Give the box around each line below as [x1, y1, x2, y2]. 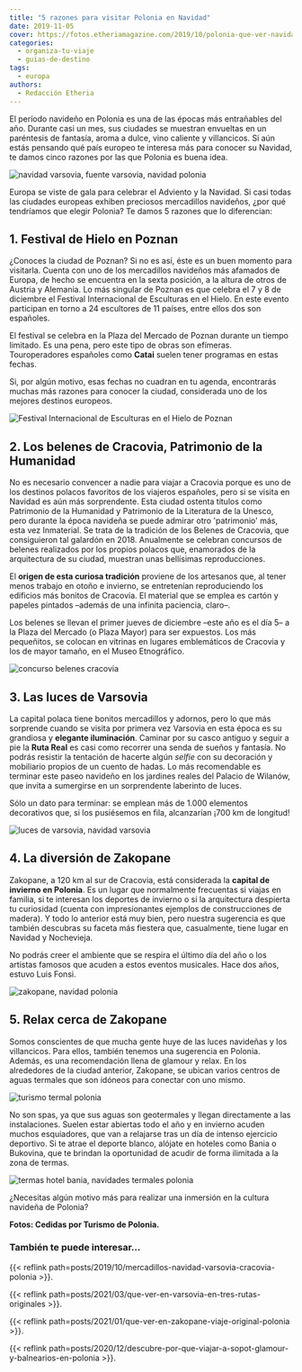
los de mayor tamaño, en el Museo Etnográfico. [9, 645, 185, 657]
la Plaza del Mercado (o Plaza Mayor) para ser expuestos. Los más [9, 627, 256, 637]
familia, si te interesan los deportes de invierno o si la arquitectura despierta [9, 893, 290, 905]
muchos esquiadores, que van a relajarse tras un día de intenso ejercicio [9, 1128, 278, 1139]
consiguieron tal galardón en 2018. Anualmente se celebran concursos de [9, 535, 282, 546]
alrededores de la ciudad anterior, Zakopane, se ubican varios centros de [9, 1064, 280, 1076]
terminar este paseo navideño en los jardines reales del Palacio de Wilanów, [9, 771, 290, 781]
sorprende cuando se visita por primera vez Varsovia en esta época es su [9, 722, 282, 734]
